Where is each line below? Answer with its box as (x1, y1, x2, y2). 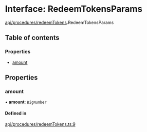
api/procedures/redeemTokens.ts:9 (5, 121, 76, 127)
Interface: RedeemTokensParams (5, 3, 143, 15)
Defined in (5, 110, 27, 116)
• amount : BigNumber (5, 99, 47, 105)
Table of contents (5, 34, 59, 42)
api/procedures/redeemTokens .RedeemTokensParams (5, 19, 114, 25)
